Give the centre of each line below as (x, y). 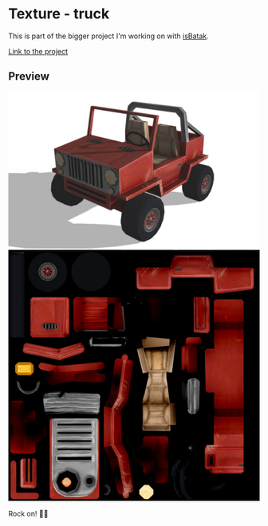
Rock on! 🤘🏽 (28, 513)
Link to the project (38, 51)
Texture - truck (59, 14)
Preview (29, 77)
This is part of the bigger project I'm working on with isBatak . (108, 36)
